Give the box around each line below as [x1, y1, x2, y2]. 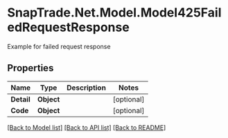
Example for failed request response [7, 42, 111, 50]
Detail [10, 95, 30, 104]
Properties [7, 62, 54, 74]
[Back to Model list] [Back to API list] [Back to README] [7, 123, 166, 132]
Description [67, 83, 106, 92]
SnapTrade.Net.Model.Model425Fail [7, 5, 222, 21]
